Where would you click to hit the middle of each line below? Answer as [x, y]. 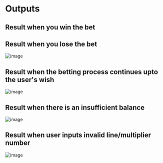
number [18, 143]
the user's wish [30, 80]
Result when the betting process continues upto [82, 72]
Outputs [22, 9]
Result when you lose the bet [51, 44]
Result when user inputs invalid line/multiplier [78, 135]
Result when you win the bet [50, 27]
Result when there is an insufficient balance [75, 107]
